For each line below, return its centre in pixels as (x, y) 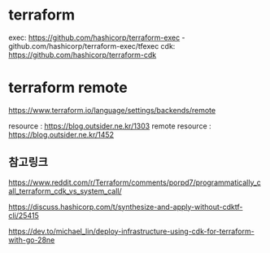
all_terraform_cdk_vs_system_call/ (65, 191)
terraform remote (68, 88)
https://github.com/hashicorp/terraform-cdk (83, 55)
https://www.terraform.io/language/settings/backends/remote (112, 110)
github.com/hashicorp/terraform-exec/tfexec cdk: (92, 46)
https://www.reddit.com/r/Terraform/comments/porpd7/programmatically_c (135, 182)
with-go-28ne (32, 240)
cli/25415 (24, 215)
